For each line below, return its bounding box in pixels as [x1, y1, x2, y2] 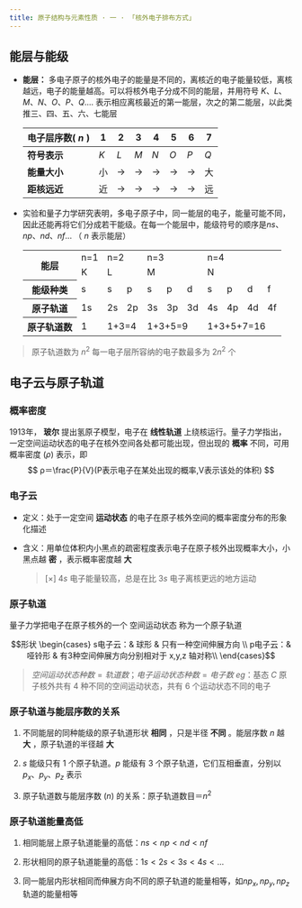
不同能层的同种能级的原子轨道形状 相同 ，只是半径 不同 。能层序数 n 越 [22, 728, 285, 738]
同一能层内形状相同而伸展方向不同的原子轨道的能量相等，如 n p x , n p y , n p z [22, 876, 290, 888]
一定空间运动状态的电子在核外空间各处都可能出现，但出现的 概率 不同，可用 [9, 438, 289, 449]
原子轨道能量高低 [9, 815, 84, 828]
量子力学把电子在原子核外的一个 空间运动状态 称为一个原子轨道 [9, 619, 243, 630]
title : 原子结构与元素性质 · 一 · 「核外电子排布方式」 [9, 13, 196, 23]
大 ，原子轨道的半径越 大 [22, 738, 114, 749]
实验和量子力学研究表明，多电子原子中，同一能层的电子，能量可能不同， [22, 208, 290, 219]
